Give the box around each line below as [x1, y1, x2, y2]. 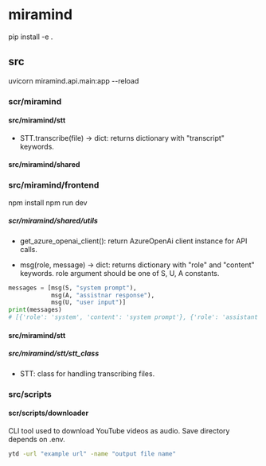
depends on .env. [8, 434, 65, 444]
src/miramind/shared [8, 160, 80, 169]
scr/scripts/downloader [8, 408, 89, 418]
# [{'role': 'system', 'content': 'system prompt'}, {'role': [8, 313, 219, 321]
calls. [19, 244, 37, 254]
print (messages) [8, 306, 62, 314]
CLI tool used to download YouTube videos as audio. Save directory [8, 425, 230, 435]
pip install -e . [8, 32, 53, 41]
